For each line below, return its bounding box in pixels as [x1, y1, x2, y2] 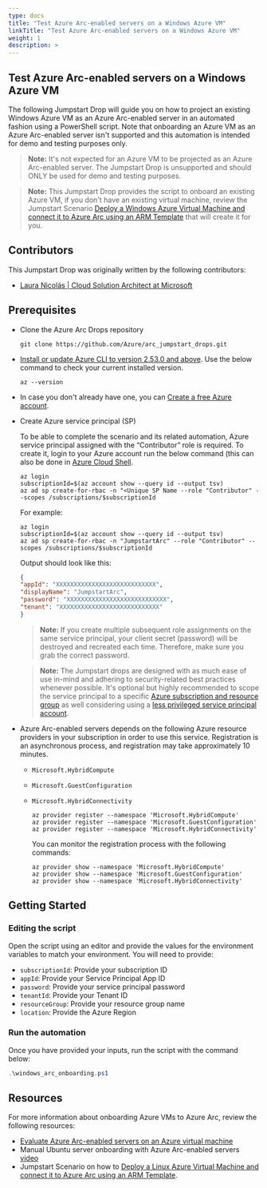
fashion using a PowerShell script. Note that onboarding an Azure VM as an [8, 121, 256, 131]
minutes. [19, 749, 49, 759]
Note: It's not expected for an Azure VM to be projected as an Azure [27, 153, 253, 164]
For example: [19, 507, 63, 517]
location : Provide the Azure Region [19, 1007, 137, 1017]
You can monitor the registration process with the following [31, 839, 226, 848]
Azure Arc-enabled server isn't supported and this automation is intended [8, 129, 250, 140]
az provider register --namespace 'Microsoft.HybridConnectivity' [31, 824, 257, 833]
